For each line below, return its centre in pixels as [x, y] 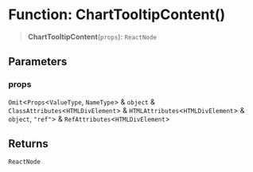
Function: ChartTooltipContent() [117, 15]
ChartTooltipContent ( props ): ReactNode [92, 37]
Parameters [38, 62]
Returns [29, 144]
